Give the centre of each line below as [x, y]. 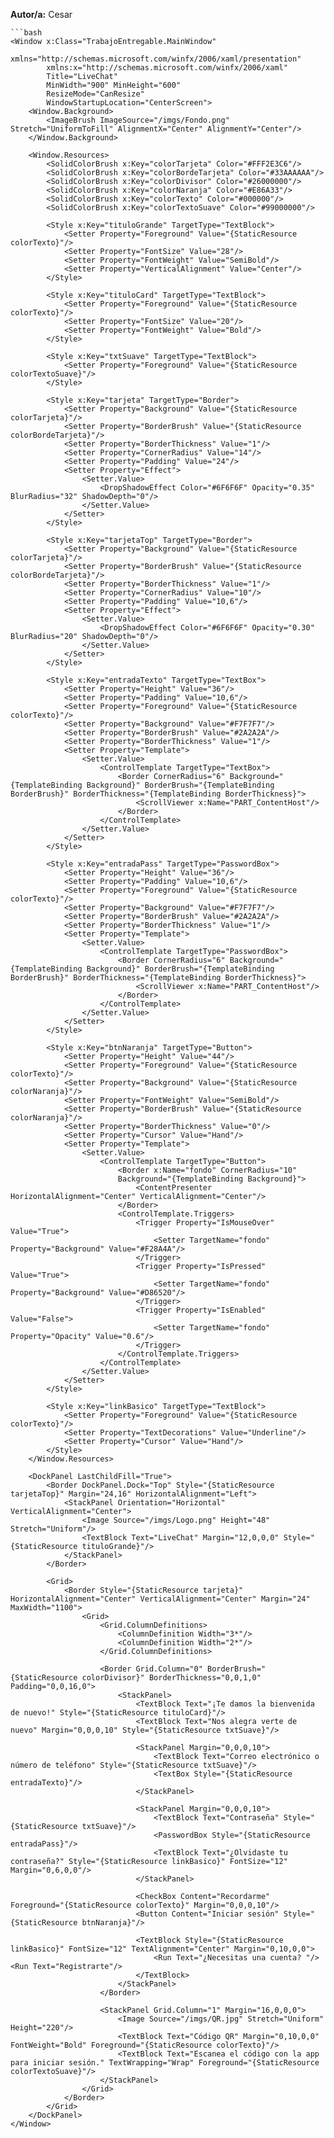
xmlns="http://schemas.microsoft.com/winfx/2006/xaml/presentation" [156, 59]
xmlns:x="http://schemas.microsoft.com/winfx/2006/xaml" [167, 68]
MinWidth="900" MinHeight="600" [114, 85]
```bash [26, 33]
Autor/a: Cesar [41, 14]
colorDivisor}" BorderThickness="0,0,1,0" [171, 1678]
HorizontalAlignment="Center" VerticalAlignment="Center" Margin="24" [160, 1599]
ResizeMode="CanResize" [95, 94]
